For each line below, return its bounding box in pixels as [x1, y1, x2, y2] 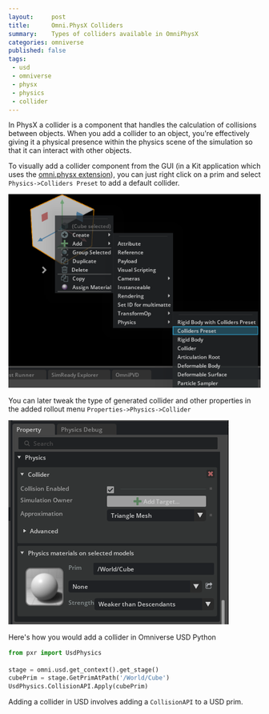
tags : [8, 55, 26, 63]
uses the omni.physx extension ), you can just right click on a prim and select [8, 170, 262, 179]
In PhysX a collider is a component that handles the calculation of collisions [8, 120, 257, 130]
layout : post [8, 13, 66, 21]
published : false [8, 46, 66, 55]
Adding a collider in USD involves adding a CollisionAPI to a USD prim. [8, 697, 243, 707]
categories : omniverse [8, 38, 84, 46]
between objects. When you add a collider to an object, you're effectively [8, 129, 250, 138]
